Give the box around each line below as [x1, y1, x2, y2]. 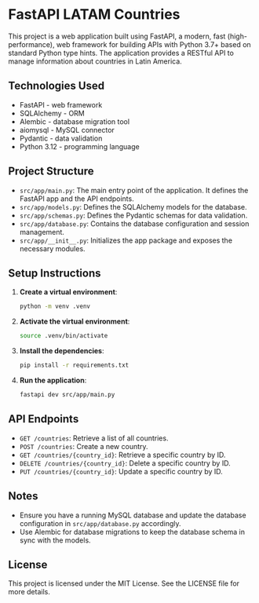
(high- [227, 31, 247, 41]
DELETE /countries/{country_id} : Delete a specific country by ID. [19, 458, 231, 468]
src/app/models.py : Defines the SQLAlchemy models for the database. [19, 202, 247, 211]
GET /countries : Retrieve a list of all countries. [19, 433, 169, 443]
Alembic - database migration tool [19, 116, 130, 126]
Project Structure [8, 165, 94, 178]
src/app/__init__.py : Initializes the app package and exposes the [19, 236, 233, 245]
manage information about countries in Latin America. [8, 57, 182, 66]
